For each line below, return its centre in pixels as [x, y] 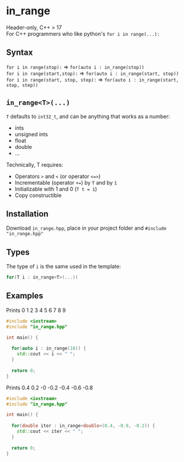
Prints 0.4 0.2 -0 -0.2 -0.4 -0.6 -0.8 [50, 388]
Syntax [20, 53]
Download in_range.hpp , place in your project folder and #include [86, 228]
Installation [27, 213]
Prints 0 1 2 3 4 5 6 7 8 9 [36, 310]
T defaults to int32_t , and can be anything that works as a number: [88, 116]
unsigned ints [31, 134]
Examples [25, 296]
